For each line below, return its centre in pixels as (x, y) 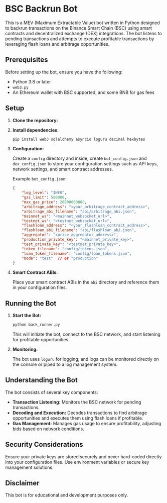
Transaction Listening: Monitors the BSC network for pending (77, 402)
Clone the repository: (35, 120)
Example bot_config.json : (39, 179)
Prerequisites (27, 60)
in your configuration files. (40, 287)
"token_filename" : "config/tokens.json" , (65, 249)
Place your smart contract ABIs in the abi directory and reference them (86, 282)
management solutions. (29, 467)
